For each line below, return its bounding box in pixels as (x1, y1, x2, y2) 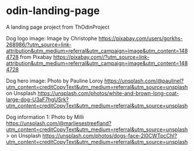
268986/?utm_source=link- (6, 41, 72, 48)
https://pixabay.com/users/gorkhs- (98, 35, 183, 42)
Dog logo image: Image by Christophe (6, 35, 98, 42)
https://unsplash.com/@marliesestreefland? (6, 119, 112, 126)
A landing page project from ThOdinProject (6, 23, 110, 30)
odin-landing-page (6, 4, 101, 18)
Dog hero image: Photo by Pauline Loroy (6, 77, 103, 84)
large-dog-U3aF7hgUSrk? (6, 95, 69, 103)
